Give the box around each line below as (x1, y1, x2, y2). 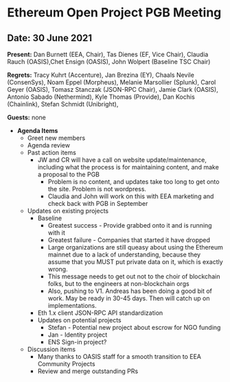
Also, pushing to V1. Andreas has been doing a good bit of (47, 287, 213, 295)
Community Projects (37, 360, 95, 368)
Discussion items (27, 345, 76, 353)
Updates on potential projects (37, 316, 122, 324)
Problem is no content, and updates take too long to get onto (47, 178, 220, 186)
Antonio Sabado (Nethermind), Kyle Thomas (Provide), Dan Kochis (7, 93, 196, 101)
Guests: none (7, 113, 46, 121)
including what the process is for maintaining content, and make (37, 163, 220, 171)
